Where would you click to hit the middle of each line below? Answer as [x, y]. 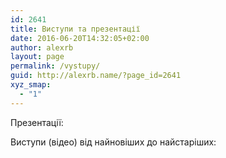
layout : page [37, 57]
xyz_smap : [31, 85]
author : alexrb [42, 47]
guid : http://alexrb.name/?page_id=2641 [96, 76]
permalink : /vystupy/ [55, 66]
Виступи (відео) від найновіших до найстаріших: [113, 142]
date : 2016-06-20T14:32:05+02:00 [80, 38]
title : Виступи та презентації [75, 29]
